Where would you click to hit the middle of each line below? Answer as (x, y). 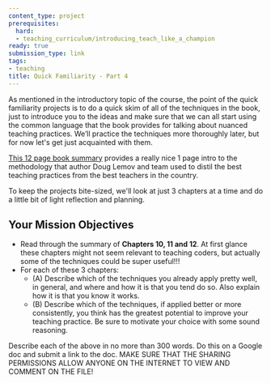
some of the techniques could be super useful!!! (100, 262)
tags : (17, 62)
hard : (25, 31)
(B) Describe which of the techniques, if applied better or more (137, 304)
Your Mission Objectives (71, 225)
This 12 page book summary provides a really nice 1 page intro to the (123, 158)
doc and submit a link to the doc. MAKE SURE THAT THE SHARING (120, 355)
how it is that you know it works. (86, 296)
